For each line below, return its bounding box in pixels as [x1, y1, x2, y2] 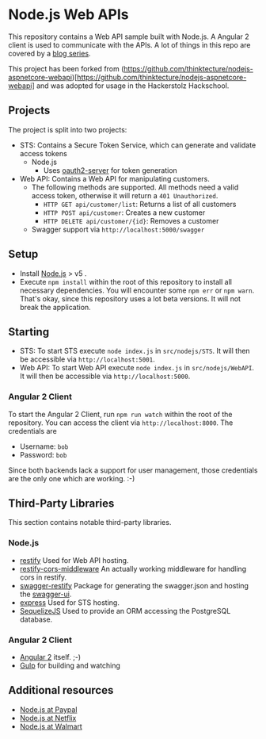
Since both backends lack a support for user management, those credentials [8, 465, 258, 475]
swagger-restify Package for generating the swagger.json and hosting [19, 580, 249, 590]
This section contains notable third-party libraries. [8, 518, 172, 527]
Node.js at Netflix [19, 713, 77, 722]
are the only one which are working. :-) [8, 473, 135, 483]
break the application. [19, 302, 91, 312]
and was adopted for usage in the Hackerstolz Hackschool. [36, 81, 230, 90]
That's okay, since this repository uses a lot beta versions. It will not [19, 293, 241, 303]
